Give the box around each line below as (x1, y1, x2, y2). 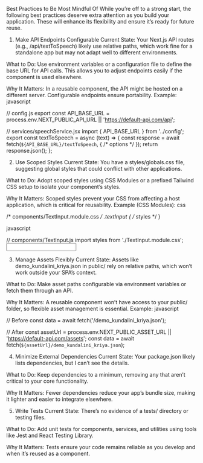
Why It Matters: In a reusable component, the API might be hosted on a (6, 85, 183, 92)
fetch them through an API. (6, 287, 74, 294)
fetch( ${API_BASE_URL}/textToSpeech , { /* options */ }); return (6, 141, 158, 147)
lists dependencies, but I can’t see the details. (14, 359, 129, 366)
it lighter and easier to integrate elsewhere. (6, 395, 113, 403)
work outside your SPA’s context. (14, 269, 97, 276)
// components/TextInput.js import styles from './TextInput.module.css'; (6, 237, 184, 243)
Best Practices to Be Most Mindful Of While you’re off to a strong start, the (6, 5, 192, 12)
